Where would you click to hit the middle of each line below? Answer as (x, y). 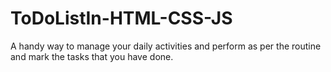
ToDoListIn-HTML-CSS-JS (121, 18)
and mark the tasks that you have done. (92, 56)
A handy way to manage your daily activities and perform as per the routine (166, 46)
